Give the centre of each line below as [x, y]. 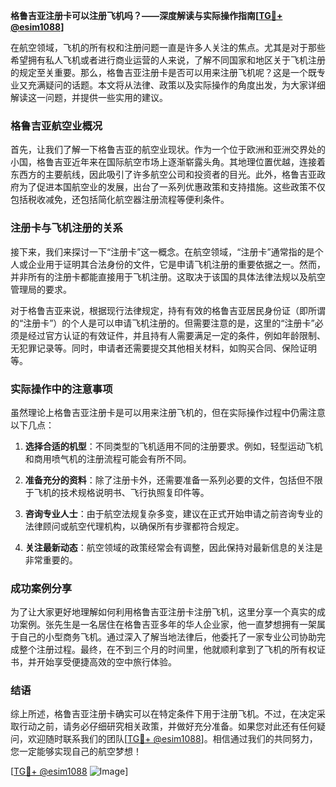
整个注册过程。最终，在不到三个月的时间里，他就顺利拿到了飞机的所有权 [167, 650]
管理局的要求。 [41, 289]
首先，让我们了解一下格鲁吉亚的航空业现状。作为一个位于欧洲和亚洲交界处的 [168, 150]
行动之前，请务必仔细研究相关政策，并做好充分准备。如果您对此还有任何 [167, 726]
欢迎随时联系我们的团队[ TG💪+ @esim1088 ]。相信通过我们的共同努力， [172, 739]
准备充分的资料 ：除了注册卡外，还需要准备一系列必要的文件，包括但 [165, 480]
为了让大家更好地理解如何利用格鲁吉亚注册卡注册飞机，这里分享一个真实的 [163, 612]
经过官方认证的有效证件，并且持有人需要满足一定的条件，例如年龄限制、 [176, 335]
